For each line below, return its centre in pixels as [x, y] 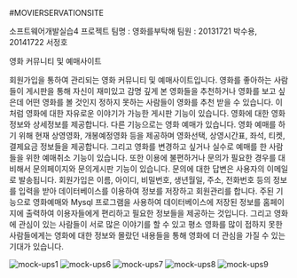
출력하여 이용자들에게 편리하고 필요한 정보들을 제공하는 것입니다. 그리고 [148, 213]
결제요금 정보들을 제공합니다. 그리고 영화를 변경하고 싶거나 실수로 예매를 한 [138, 147]
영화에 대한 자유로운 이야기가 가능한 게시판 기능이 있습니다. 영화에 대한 [147, 113]
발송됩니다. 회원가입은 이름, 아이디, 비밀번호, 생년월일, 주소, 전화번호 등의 [145, 180]
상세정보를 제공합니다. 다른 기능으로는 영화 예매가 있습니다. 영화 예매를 [154, 124]
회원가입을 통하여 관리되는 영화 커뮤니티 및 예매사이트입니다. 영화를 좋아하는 [141, 80]
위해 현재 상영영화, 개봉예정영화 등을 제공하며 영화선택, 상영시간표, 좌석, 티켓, [152, 135]
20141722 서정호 [39, 42]
